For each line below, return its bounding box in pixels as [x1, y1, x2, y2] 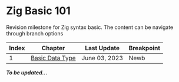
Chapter [41, 44, 65, 52]
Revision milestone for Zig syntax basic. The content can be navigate [6, 24, 174, 31]
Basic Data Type [31, 54, 76, 62]
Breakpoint [128, 44, 161, 52]
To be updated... [6, 69, 48, 76]
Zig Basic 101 [6, 4, 71, 18]
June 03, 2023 [81, 54, 124, 62]
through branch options [6, 29, 64, 37]
